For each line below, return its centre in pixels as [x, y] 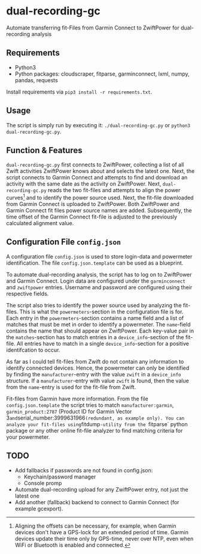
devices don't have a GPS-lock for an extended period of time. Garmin [101, 532]
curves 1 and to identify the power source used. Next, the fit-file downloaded [100, 197]
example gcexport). [39, 508]
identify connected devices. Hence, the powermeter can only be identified [98, 368]
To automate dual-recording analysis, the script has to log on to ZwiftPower [99, 274]
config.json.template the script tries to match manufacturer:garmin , [90, 405]
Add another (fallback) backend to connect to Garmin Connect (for [97, 502]
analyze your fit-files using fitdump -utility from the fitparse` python [97, 424]
